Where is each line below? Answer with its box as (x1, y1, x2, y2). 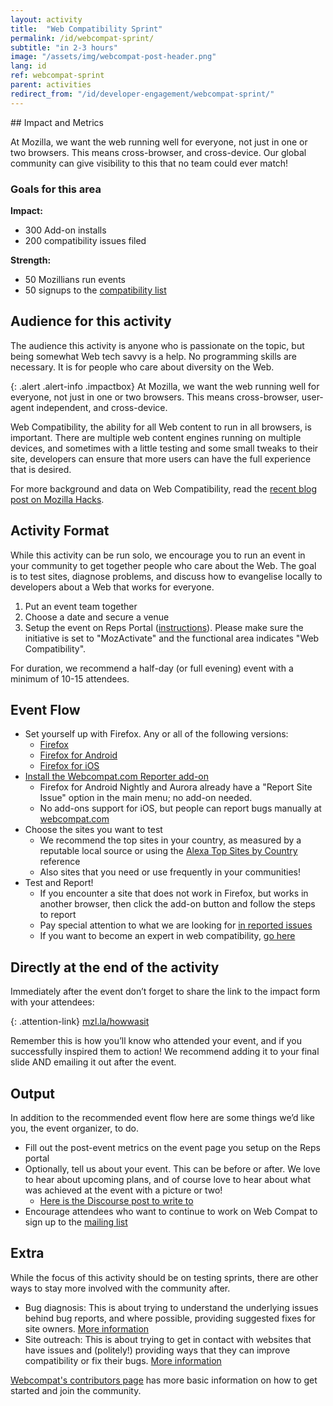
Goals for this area (10, 182, 102, 196)
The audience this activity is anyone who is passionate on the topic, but (10, 339, 305, 351)
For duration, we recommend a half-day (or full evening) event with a (10, 662, 294, 674)
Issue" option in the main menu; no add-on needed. (39, 792, 253, 804)
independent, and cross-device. (36, 401, 168, 413)
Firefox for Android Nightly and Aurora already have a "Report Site (39, 781, 313, 793)
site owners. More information (24, 1322, 150, 1335)
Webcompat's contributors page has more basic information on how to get (10, 1374, 318, 1386)
